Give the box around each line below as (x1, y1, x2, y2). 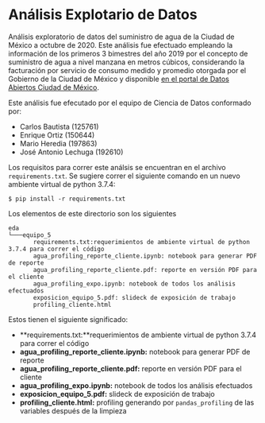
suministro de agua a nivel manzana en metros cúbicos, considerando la (8, 57, 244, 67)
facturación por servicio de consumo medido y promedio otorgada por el (8, 65, 247, 75)
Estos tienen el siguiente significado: (8, 314, 129, 324)
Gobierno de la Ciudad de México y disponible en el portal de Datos (8, 74, 230, 83)
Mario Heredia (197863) (19, 138, 98, 148)
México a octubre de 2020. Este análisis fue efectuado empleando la (8, 40, 233, 49)
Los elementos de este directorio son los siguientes (8, 208, 177, 218)
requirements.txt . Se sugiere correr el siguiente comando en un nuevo (8, 171, 240, 180)
